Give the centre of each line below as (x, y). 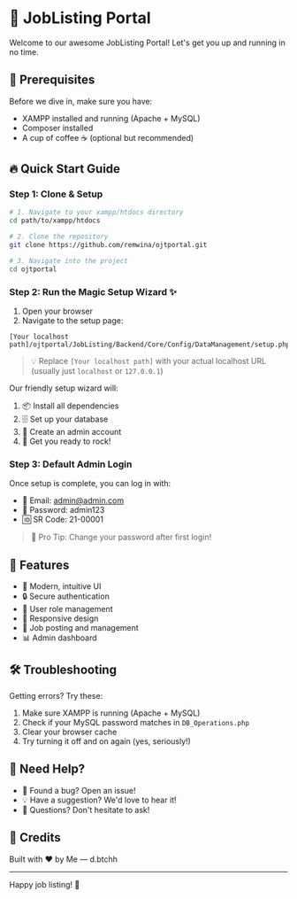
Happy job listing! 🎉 (45, 884)
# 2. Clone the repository (59, 237)
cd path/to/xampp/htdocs (55, 221)
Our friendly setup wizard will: (64, 388)
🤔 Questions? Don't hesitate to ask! (86, 810)
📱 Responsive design (60, 618)
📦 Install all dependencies (70, 406)
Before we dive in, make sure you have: (81, 101)
